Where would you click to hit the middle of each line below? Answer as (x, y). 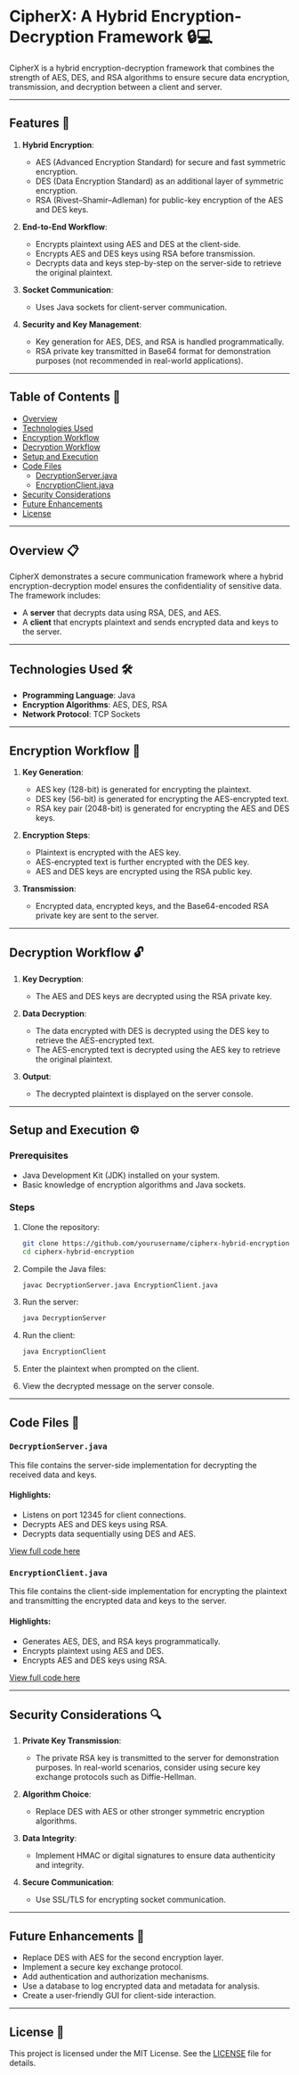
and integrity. (60, 1865)
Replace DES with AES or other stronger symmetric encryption (150, 1812)
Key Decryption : (53, 979)
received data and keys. (53, 1475)
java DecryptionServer (64, 1319)
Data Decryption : (54, 1013)
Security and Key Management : (82, 324)
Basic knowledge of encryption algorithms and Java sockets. (134, 1185)
